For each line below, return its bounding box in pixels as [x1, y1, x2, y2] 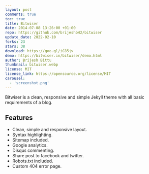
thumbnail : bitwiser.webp [5, 62, 58, 67]
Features [5, 114, 33, 122]
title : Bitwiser [5, 21, 38, 26]
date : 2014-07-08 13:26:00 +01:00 [5, 26, 76, 31]
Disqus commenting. [12, 147, 55, 153]
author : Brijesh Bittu [5, 58, 52, 63]
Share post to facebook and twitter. [12, 153, 84, 159]
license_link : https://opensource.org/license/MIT [5, 71, 111, 76]
